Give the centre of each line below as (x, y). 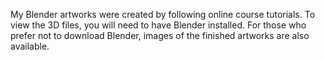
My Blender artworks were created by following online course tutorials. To (163, 14)
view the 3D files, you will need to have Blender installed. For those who (158, 25)
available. (30, 46)
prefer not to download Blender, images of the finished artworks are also (160, 35)
